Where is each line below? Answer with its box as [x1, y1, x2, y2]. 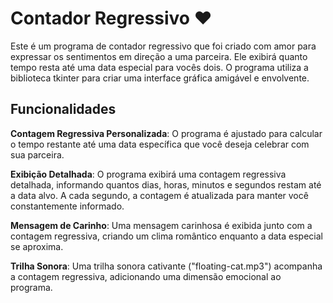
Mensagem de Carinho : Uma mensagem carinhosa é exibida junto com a [10, 219, 313, 231]
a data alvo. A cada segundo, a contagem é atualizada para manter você [10, 189, 309, 201]
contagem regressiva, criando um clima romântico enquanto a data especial [10, 230, 323, 242]
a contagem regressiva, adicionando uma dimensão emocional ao [10, 270, 282, 282]
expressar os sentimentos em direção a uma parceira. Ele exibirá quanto [10, 50, 308, 62]
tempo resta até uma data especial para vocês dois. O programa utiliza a [10, 61, 309, 73]
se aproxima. [10, 240, 64, 252]
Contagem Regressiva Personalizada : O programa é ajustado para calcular [10, 127, 323, 139]
